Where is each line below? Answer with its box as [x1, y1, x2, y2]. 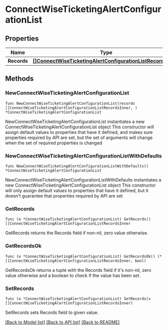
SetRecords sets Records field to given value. [5, 309, 99, 315]
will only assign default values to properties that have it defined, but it [5, 187, 148, 194]
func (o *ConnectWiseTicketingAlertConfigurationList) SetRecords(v [5, 296, 151, 301]
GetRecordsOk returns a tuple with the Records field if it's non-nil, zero [5, 267, 151, 273]
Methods [5, 74, 34, 83]
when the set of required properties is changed [5, 139, 102, 146]
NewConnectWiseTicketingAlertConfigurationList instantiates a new [5, 118, 145, 124]
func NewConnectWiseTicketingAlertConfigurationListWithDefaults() [5, 163, 149, 169]
